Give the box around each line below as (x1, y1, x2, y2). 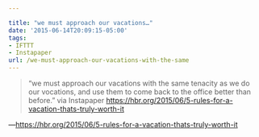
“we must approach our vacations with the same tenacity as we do (27, 78, 250, 88)
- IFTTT (8, 41, 35, 49)
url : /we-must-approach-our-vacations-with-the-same (8, 56, 190, 64)
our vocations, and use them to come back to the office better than (27, 87, 252, 97)
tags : (8, 34, 27, 42)
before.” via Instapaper (27, 96, 105, 105)
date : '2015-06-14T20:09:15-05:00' (8, 26, 128, 35)
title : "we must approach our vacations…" (8, 19, 153, 27)
